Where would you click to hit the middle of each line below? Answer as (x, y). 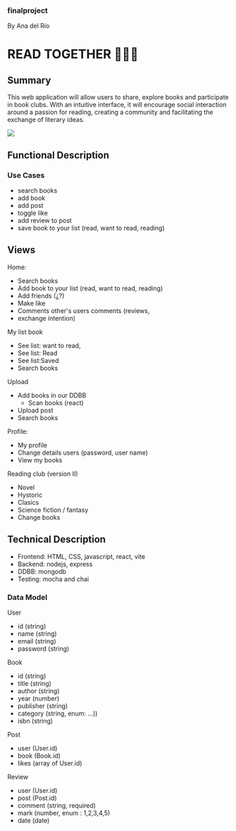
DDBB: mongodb (42, 571)
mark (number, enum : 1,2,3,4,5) (64, 813)
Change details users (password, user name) (83, 453)
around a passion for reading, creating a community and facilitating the (110, 112)
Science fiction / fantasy (53, 510)
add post (30, 205)
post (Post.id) (37, 798)
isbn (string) (35, 720)
